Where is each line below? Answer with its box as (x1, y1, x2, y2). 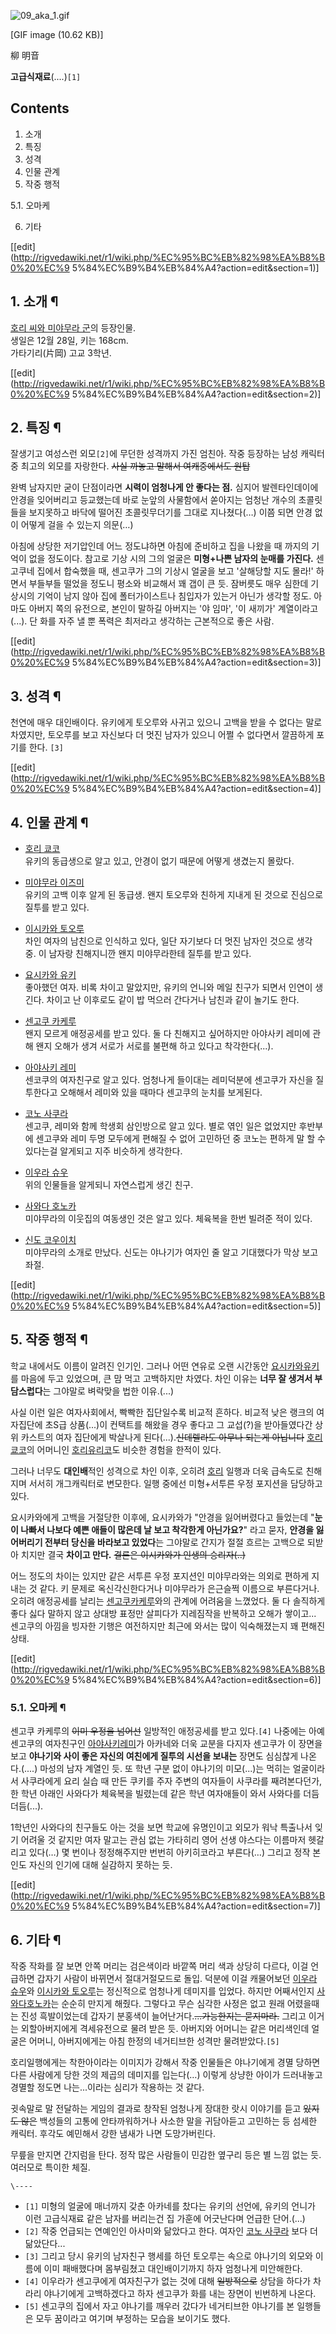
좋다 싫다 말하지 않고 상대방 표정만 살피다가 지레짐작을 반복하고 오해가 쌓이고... (10, 1607, 317, 1619)
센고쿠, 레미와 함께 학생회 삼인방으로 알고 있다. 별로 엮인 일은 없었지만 (24, 1120, 297, 1132)
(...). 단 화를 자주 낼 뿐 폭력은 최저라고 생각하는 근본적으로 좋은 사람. (10, 615, 275, 627)
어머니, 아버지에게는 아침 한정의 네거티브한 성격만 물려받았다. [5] (28, 2035, 280, 2047)
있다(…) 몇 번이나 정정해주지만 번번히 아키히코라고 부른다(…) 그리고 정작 (28, 1846, 311, 1859)
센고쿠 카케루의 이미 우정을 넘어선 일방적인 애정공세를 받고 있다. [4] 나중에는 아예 (10, 1725, 325, 1737)
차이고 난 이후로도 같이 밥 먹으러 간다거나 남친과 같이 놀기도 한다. (46, 994, 300, 1006)
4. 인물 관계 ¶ (10, 814, 89, 831)
